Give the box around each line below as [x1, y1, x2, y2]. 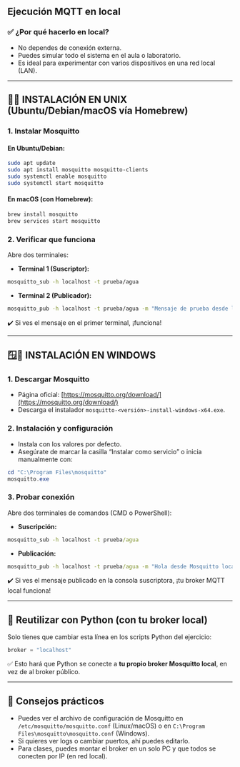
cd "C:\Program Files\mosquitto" [7, 468, 107, 476]
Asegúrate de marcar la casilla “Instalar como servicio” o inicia [17, 447, 202, 456]
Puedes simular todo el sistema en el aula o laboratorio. [17, 51, 181, 59]
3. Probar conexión [7, 492, 75, 502]
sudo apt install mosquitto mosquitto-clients [7, 166, 149, 174]
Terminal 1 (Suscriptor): [17, 264, 89, 273]
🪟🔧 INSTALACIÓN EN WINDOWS [7, 349, 156, 361]
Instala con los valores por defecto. [17, 439, 122, 448]
